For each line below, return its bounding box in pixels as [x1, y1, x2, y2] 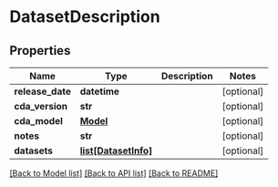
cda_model [14, 115, 64, 127]
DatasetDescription [9, 6, 161, 27]
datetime [79, 85, 120, 98]
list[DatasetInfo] [79, 144, 153, 157]
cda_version [14, 100, 68, 112]
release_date [14, 85, 71, 98]
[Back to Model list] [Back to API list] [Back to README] [9, 168, 219, 179]
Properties [9, 43, 71, 58]
